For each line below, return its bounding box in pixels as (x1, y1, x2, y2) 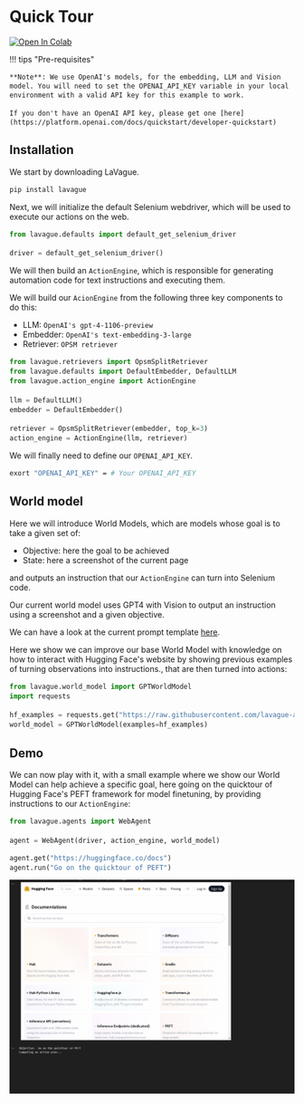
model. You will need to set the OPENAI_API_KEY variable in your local (9, 82, 290, 91)
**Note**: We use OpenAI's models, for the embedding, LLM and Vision (9, 72, 281, 82)
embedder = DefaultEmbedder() (9, 405, 124, 414)
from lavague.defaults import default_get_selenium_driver (9, 229, 237, 239)
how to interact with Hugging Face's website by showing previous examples (9, 654, 293, 665)
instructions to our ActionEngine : (9, 799, 131, 809)
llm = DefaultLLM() (9, 396, 83, 405)
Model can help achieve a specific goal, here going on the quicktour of (9, 779, 273, 790)
